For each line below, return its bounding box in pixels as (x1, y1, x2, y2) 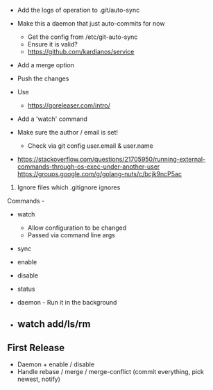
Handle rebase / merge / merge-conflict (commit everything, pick (17, 368, 205, 376)
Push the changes (17, 74, 69, 83)
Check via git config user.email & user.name (27, 142, 154, 150)
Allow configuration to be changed (27, 223, 127, 232)
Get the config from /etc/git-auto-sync (27, 33, 138, 41)
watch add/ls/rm (17, 319, 91, 330)
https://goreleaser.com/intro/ (27, 101, 111, 110)
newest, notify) (17, 375, 61, 384)
